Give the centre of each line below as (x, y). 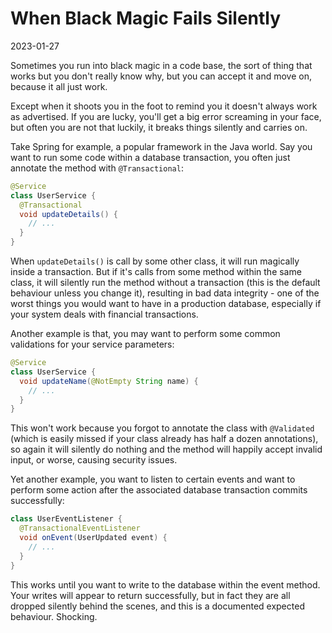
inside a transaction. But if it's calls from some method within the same (156, 272)
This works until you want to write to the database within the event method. (165, 584)
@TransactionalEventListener (80, 528)
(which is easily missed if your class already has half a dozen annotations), (164, 439)
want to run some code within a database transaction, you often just (150, 157)
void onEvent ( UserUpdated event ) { (93, 538)
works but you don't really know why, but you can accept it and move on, (161, 76)
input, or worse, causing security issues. (94, 460)
